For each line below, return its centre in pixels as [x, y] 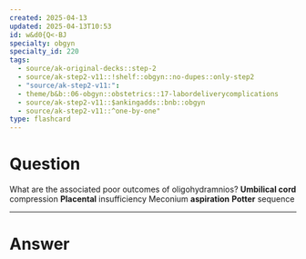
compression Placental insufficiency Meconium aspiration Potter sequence [152, 199]
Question [45, 164]
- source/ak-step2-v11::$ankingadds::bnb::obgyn [112, 102]
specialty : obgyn [42, 43]
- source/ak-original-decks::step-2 [87, 69]
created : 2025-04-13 [49, 18]
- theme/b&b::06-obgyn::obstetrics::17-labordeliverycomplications [148, 94]
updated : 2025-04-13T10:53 [61, 26]
